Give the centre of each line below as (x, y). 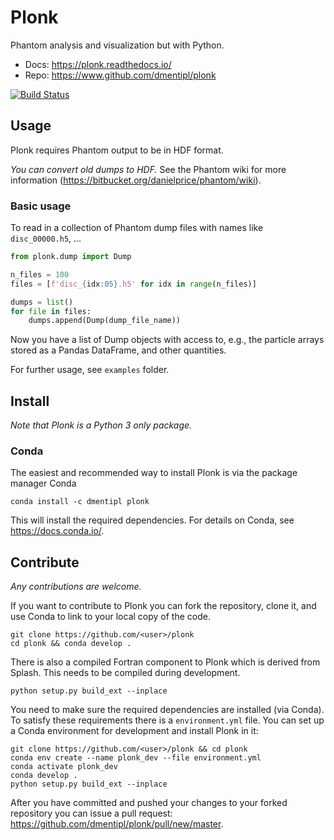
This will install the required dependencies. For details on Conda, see (152, 520)
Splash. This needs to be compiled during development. (125, 673)
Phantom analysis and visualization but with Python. (117, 45)
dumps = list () (42, 302)
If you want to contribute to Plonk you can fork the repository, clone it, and (163, 606)
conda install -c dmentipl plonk (80, 502)
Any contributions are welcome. (76, 587)
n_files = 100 (40, 274)
